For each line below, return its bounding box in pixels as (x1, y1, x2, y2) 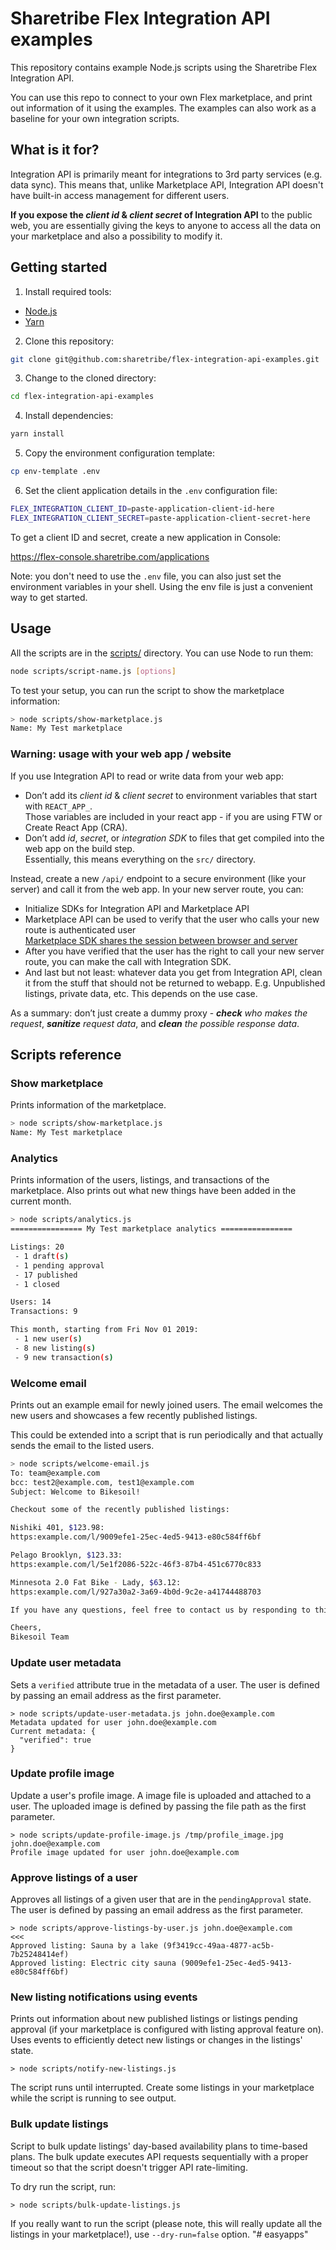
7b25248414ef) (10, 1950, 70, 1960)
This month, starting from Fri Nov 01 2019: (10, 1325, 199, 1335)
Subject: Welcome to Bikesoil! (10, 1487, 141, 1497)
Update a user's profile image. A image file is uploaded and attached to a (10, 1789, 312, 1801)
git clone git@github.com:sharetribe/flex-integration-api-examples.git (10, 354, 320, 364)
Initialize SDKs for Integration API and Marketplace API (24, 902, 250, 914)
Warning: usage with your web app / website (10, 747, 232, 761)
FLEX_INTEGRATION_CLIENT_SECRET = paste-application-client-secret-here (10, 513, 311, 523)
